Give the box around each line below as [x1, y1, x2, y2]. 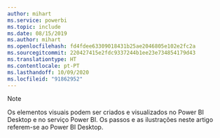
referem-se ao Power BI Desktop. [7, 123, 104, 132]
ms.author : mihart [7, 36, 61, 43]
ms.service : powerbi [7, 17, 68, 24]
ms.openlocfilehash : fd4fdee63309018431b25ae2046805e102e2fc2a [7, 43, 196, 50]
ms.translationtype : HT [7, 56, 77, 63]
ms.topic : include [7, 23, 61, 30]
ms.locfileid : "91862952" [7, 75, 83, 83]
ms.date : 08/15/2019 [7, 29, 68, 37]
